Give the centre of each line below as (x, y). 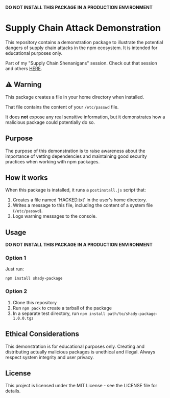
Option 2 (16, 291)
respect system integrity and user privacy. (50, 357)
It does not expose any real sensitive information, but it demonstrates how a (85, 117)
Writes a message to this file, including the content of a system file (83, 205)
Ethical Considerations (42, 334)
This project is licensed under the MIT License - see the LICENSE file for (81, 386)
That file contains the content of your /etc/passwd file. (62, 107)
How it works (27, 177)
